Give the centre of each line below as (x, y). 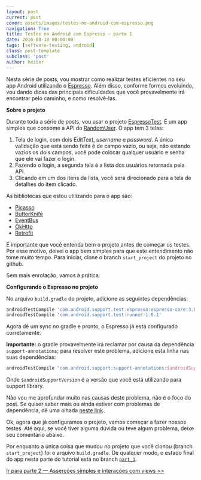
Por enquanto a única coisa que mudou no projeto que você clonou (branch (99, 446)
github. (15, 263)
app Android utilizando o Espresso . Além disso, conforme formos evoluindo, (100, 85)
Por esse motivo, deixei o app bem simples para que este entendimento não (100, 251)
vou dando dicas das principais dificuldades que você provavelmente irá (96, 92)
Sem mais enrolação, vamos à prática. (53, 275)
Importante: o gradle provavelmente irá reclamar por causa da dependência (100, 344)
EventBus (27, 220)
